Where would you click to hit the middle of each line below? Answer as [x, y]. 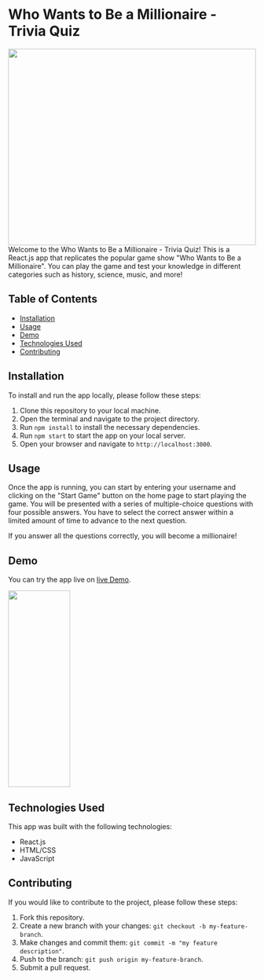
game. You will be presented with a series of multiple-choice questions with [131, 504]
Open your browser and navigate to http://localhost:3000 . [115, 444]
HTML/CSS [38, 850]
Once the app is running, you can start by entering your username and [122, 487]
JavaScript [37, 859]
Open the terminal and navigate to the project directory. [110, 419]
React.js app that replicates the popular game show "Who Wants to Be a [125, 258]
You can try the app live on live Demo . [70, 580]
